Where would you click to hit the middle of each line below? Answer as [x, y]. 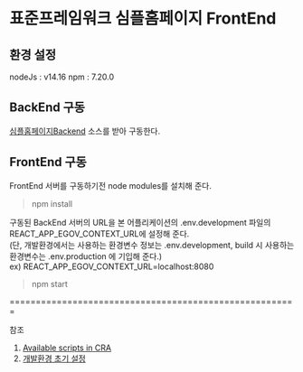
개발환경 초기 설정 [54, 358]
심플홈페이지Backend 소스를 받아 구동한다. [85, 131]
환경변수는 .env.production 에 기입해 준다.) [86, 256]
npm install [52, 203]
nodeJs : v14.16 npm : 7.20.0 [62, 77]
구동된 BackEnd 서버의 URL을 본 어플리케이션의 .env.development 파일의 [140, 222]
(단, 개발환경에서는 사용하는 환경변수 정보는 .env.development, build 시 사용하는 [152, 245]
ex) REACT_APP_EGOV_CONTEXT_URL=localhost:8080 [112, 266]
